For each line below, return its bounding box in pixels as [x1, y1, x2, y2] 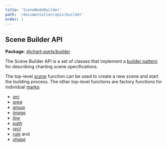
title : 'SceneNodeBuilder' [5, 7, 62, 13]
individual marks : [5, 84, 41, 90]
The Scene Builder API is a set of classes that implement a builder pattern [5, 58, 158, 64]
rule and [12, 131, 30, 137]
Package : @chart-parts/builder [5, 49, 70, 55]
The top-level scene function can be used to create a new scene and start [5, 73, 159, 79]
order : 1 [5, 17, 24, 22]
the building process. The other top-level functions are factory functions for [5, 79, 162, 85]
